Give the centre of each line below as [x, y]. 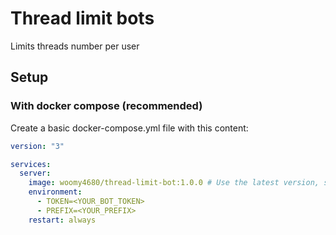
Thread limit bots [82, 18]
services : [31, 164]
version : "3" [37, 146]
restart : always [62, 220]
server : [35, 173]
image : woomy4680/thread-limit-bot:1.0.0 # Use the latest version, [174, 183]
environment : [55, 192]
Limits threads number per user [75, 46]
